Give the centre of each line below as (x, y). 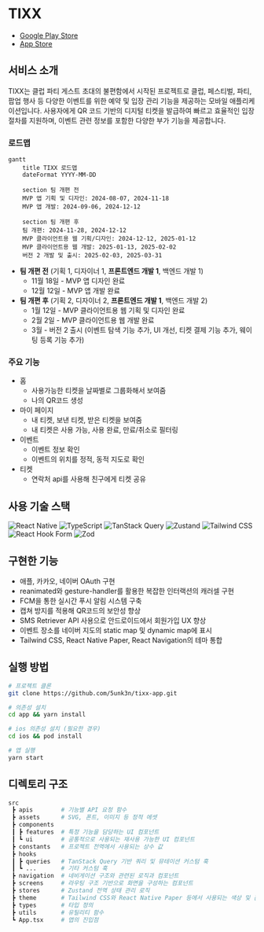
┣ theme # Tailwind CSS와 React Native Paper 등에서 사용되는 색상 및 (131, 897)
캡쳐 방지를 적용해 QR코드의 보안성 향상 (80, 610)
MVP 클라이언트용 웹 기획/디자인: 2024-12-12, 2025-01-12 (109, 239)
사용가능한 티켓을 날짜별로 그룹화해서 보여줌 (99, 391)
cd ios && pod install (45, 736)
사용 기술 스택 (39, 506)
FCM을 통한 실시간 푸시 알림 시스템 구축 (81, 600)
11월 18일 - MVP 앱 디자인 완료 (78, 281)
